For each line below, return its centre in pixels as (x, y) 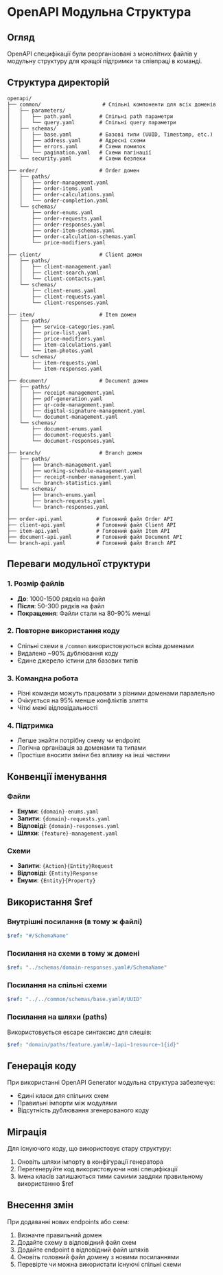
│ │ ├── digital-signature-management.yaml (77, 411)
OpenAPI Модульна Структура (99, 12)
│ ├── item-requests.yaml (53, 363)
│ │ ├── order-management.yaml (58, 183)
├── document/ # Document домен (78, 381)
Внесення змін (40, 1205)
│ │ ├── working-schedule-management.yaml (75, 471)
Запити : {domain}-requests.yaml (63, 818)
